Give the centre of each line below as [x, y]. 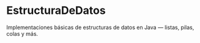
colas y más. [22, 33]
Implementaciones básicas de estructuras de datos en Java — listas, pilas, [100, 27]
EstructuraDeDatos [56, 11]
